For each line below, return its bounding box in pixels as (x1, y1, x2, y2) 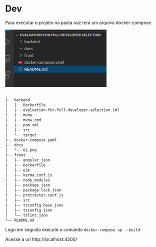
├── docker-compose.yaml (5, 137, 57, 143)
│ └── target (5, 132, 37, 138)
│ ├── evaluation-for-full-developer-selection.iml (5, 107, 120, 113)
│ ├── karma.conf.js (5, 172, 52, 178)
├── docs (5, 142, 23, 148)
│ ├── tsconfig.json (5, 207, 52, 213)
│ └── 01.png (5, 147, 37, 153)
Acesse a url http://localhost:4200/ (5, 236, 77, 242)
